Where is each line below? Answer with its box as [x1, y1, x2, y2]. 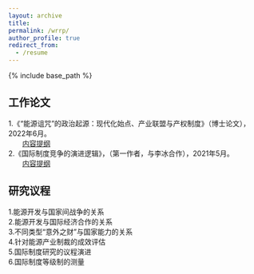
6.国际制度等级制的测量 [8, 256, 85, 266]
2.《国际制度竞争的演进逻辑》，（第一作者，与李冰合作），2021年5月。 [8, 149, 234, 158]
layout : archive [8, 11, 62, 20]
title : [8, 19, 30, 27]
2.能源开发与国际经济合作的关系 [8, 216, 113, 226]
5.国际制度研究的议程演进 [8, 247, 92, 256]
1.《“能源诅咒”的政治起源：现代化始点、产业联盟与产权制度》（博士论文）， [8, 118, 251, 128]
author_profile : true [8, 34, 81, 42]
